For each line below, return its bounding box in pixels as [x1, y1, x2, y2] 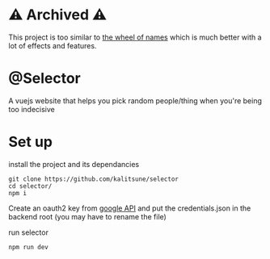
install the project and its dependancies [8, 159, 140, 169]
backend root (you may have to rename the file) [8, 211, 167, 221]
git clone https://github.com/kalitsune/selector [8, 175, 179, 183]
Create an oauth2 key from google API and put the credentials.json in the [8, 203, 251, 213]
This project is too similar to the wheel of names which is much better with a [8, 32, 262, 42]
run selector [8, 228, 49, 237]
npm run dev [8, 243, 49, 251]
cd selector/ [8, 182, 53, 190]
